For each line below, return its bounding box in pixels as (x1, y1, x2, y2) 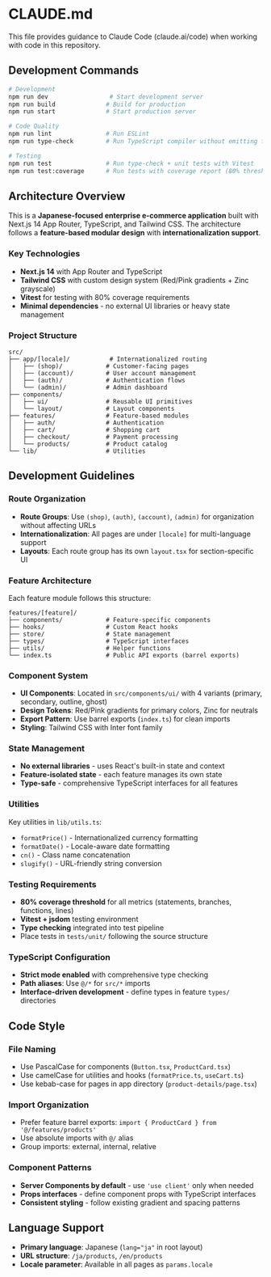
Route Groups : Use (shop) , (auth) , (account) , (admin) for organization (19, 511, 255, 522)
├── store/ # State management (8, 630, 172, 638)
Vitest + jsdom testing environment (19, 915, 139, 924)
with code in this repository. (8, 40, 101, 49)
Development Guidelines (8, 469, 135, 483)
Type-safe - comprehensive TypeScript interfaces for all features (19, 778, 238, 789)
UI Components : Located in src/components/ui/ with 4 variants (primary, (19, 688, 263, 698)
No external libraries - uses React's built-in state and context (19, 761, 225, 771)
